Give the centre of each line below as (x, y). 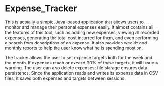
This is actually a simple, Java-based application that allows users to (74, 22)
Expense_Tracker (41, 9)
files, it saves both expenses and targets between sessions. (66, 78)
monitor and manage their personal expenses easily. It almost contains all (79, 27)
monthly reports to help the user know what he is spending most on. (74, 48)
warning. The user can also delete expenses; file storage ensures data (76, 68)
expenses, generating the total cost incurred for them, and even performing (82, 38)
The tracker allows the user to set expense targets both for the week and (79, 57)
